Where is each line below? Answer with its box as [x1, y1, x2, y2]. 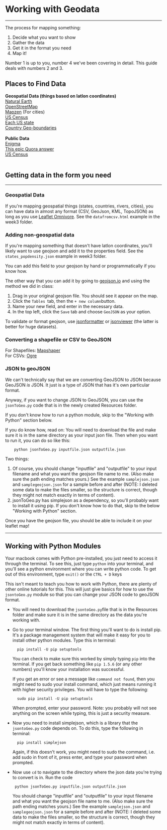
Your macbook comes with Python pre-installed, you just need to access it [5, 555, 158, 561]
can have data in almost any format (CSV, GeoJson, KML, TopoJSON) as [5, 208, 154, 214]
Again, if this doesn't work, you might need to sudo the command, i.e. [12, 749, 155, 755]
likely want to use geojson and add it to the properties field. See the [5, 248, 144, 254]
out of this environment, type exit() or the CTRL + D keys [5, 571, 122, 577]
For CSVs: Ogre [5, 353, 37, 359]
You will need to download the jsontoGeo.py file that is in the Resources [12, 606, 158, 612]
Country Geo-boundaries [5, 125, 57, 131]
